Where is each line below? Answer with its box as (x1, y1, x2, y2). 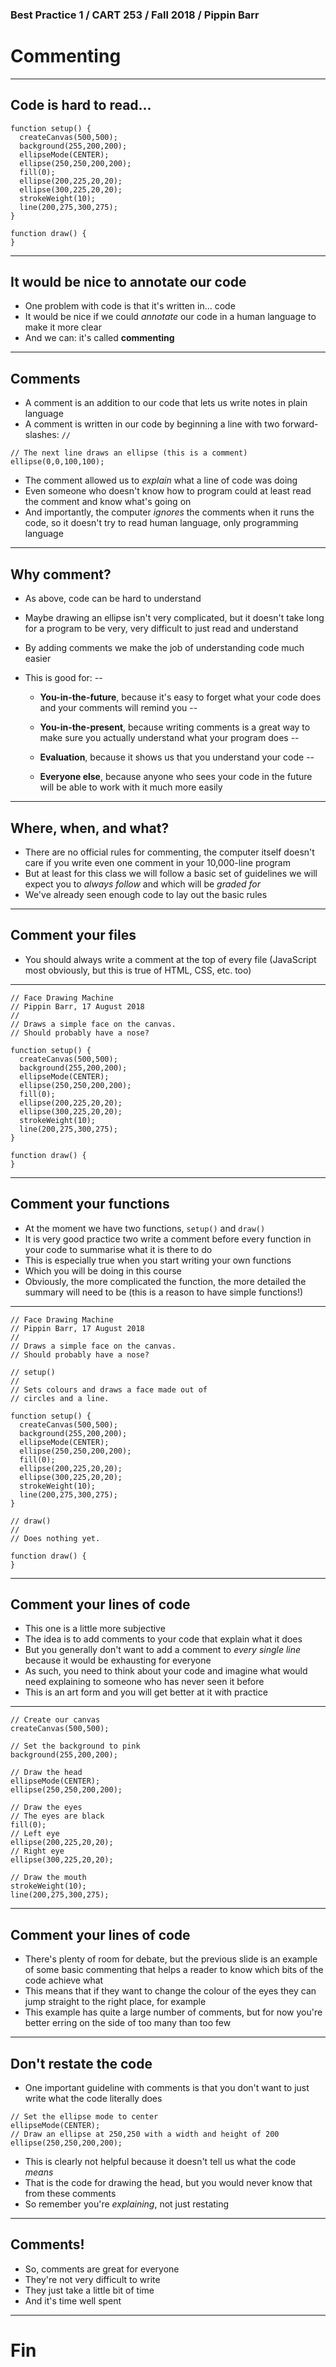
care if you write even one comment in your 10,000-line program (24, 856, 291, 868)
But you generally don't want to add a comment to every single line (24, 1644, 302, 1656)
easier (24, 653, 52, 665)
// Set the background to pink (10, 1741, 141, 1752)
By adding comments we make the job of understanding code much (24, 642, 305, 654)
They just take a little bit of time (24, 2284, 155, 2296)
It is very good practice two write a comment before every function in (24, 1233, 312, 1245)
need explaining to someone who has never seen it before (24, 1676, 265, 1688)
